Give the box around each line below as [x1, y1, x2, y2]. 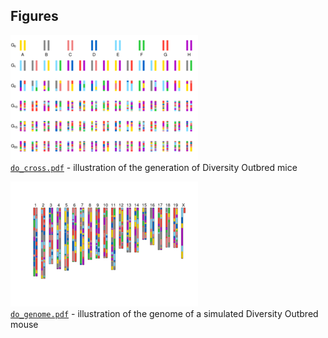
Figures [10, 8, 59, 25]
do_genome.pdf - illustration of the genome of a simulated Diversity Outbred [10, 307, 319, 319]
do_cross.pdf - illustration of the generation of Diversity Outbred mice [10, 161, 298, 173]
